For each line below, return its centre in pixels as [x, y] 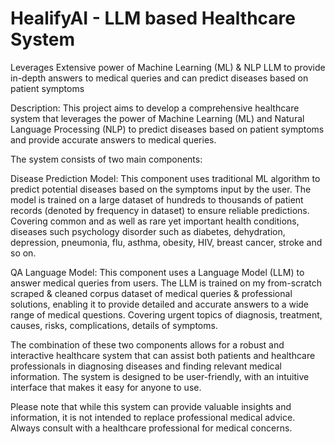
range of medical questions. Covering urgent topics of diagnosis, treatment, [166, 314]
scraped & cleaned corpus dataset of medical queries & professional [151, 293]
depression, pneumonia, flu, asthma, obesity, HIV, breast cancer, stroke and [166, 242]
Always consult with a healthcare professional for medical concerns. [151, 428]
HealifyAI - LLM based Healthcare [153, 18]
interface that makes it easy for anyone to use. [106, 387]
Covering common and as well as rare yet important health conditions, [155, 221]
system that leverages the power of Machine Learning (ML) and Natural [157, 118]
